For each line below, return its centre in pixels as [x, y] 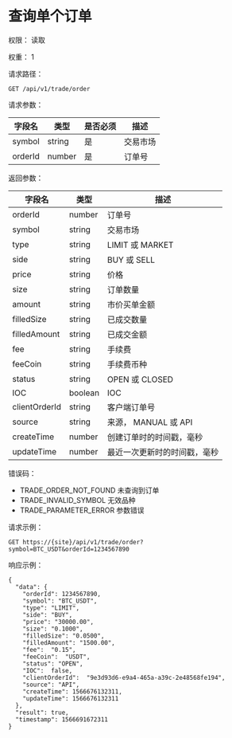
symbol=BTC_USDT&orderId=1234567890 [69, 549]
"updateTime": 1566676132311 [71, 698]
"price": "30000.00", [58, 622]
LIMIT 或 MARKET [140, 245]
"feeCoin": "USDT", [56, 657]
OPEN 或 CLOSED [140, 379]
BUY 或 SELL [131, 260]
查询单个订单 [50, 16]
